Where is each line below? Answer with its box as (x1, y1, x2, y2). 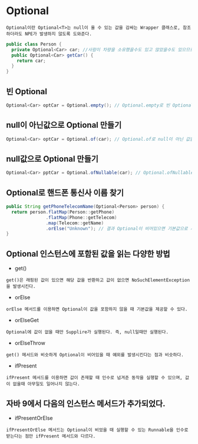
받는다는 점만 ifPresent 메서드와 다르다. (6, 433, 96, 439)
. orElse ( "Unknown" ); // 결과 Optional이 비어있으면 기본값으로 (45, 226, 189, 231)
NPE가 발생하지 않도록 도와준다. (24, 31, 93, 37)
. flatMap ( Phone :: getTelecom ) (45, 214, 117, 220)
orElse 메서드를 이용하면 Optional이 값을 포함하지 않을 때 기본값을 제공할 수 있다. (6, 306, 188, 313)
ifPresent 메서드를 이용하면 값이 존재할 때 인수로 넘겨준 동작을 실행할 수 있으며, (6, 375, 183, 381)
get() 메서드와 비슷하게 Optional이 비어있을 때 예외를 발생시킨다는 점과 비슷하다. (6, 352, 184, 358)
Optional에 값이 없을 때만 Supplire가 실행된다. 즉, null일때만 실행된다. (6, 329, 169, 335)
